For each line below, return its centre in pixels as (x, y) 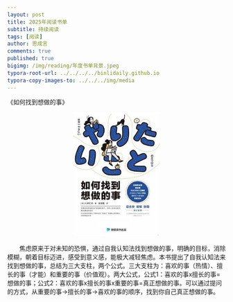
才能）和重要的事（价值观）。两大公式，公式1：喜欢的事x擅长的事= (126, 274)
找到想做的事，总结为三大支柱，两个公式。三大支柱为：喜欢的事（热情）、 (112, 265)
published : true (31, 59)
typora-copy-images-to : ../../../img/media (71, 80)
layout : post (26, 15)
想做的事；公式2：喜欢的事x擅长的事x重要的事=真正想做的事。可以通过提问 (115, 283)
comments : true (29, 51)
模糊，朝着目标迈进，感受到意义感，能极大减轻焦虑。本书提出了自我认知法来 (116, 257)
